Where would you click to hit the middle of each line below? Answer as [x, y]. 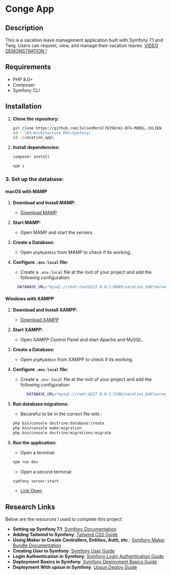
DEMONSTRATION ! [26, 51]
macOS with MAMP [26, 191]
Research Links [30, 507]
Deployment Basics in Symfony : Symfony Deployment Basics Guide [85, 562]
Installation [23, 106]
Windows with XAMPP [30, 299]
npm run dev [25, 462]
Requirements [28, 67]
